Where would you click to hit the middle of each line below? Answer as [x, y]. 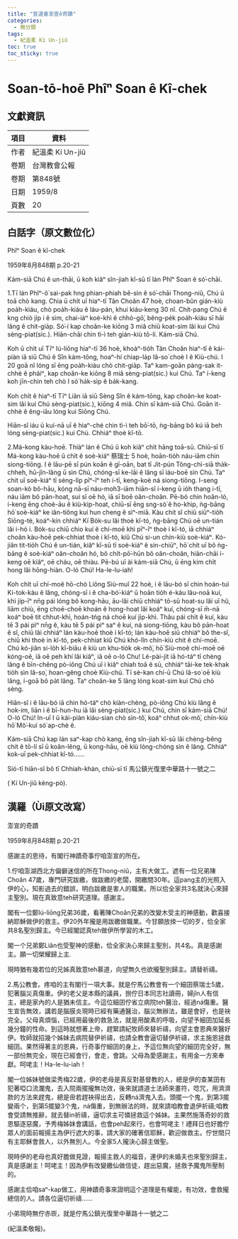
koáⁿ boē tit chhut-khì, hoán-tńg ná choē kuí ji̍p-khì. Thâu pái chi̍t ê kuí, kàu [118, 617]
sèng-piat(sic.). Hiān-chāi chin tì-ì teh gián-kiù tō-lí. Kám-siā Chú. [103, 334]
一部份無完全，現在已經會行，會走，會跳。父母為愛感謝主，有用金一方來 [113, 1055]
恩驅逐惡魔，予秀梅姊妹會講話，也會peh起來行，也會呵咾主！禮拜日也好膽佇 [119, 1123]
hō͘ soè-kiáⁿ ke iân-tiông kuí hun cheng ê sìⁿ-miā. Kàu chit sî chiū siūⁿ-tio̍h [115, 512]
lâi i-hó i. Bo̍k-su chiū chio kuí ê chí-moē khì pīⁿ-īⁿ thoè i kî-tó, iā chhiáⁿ [111, 529]
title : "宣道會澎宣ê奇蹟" [42, 14]
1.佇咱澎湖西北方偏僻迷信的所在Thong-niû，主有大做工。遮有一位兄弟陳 [112, 870]
